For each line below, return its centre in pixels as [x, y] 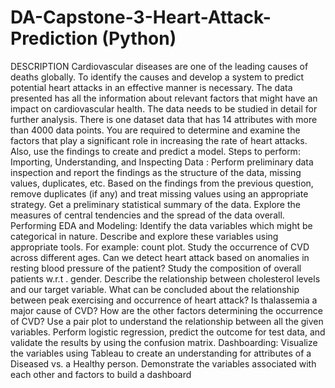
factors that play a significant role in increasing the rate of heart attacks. [159, 140]
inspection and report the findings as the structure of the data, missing [156, 172]
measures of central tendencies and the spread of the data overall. [147, 215]
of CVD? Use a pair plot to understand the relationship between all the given [167, 321]
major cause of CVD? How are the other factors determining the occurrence [166, 310]
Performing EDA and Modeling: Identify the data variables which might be [161, 225]
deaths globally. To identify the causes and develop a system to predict [157, 77]
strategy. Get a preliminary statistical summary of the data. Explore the [155, 204]
